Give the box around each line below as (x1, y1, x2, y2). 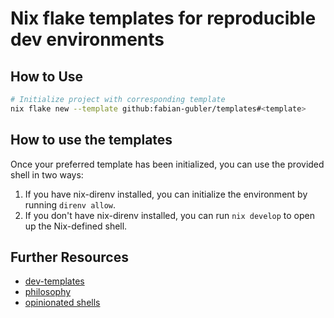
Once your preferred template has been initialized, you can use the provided (10, 158, 325, 170)
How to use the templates (10, 132, 173, 149)
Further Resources (10, 248, 129, 266)
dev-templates (24, 275, 85, 287)
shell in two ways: (10, 168, 84, 181)
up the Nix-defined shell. (24, 220, 128, 232)
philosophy (24, 286, 72, 298)
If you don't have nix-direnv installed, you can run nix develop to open (24, 209, 316, 221)
